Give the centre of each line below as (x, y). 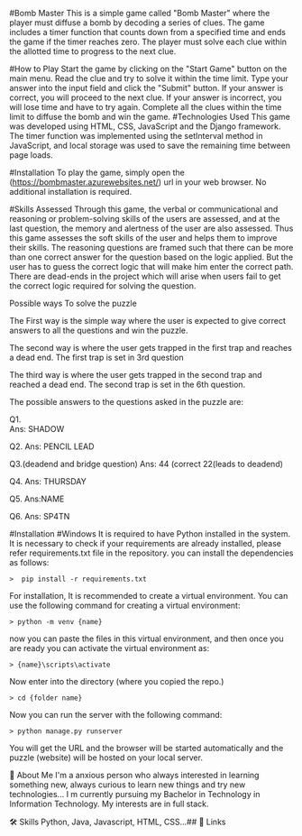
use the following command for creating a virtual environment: (125, 605)
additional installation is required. (71, 192)
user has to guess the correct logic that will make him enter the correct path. (151, 266)
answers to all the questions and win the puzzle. (99, 330)
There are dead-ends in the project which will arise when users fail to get (145, 276)
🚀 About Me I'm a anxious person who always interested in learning (134, 775)
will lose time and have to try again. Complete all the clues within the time (146, 107)
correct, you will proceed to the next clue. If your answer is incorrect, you (146, 97)
